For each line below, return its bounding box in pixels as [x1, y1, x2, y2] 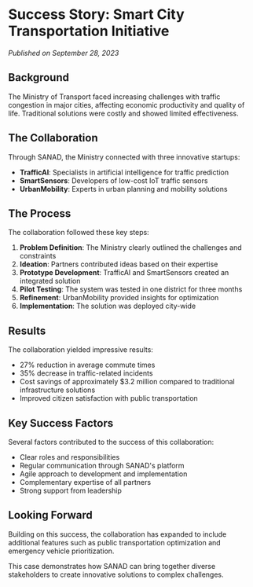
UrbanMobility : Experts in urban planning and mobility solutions [19, 184, 228, 193]
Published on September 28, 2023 [8, 48, 119, 57]
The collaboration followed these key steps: [8, 228, 149, 237]
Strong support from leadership [19, 486, 122, 495]
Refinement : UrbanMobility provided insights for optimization [19, 293, 219, 303]
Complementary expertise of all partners [19, 478, 152, 486]
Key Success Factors [8, 416, 114, 430]
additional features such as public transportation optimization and [8, 537, 222, 547]
